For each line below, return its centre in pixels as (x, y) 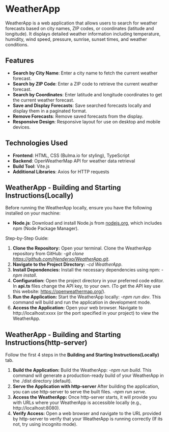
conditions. (17, 44)
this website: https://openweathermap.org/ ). (59, 291)
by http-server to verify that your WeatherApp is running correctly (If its (88, 419)
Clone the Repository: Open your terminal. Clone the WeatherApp (82, 248)
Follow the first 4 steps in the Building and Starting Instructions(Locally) (82, 355)
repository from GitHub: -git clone (48, 254)
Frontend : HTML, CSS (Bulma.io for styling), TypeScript (71, 155)
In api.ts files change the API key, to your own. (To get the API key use (87, 286)
